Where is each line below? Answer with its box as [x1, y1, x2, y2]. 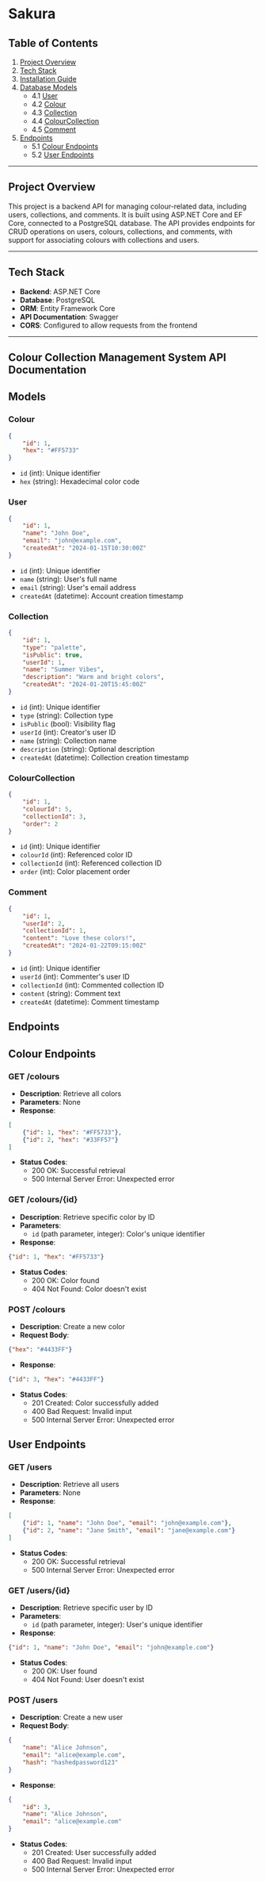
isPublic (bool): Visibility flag [19, 719, 116, 728]
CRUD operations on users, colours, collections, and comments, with [8, 227, 233, 236]
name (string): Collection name [19, 735, 117, 746]
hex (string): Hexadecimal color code [19, 477, 140, 486]
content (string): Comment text [19, 988, 121, 998]
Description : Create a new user [19, 1712, 123, 1722]
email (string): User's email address [19, 582, 137, 592]
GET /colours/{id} [8, 1194, 78, 1205]
